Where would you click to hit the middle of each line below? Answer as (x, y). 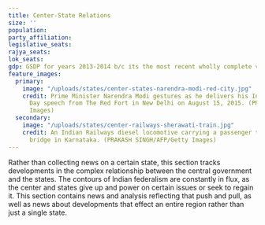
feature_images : (35, 74)
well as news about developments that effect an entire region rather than (126, 204)
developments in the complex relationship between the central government (130, 171)
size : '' (22, 23)
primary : (30, 81)
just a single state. (38, 212)
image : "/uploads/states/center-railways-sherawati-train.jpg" (129, 125)
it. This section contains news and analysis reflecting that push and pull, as (130, 195)
